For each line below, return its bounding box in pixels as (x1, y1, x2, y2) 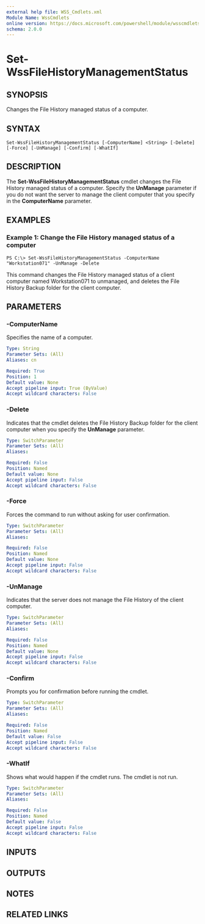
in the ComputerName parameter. (6, 197, 93, 205)
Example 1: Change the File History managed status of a (6, 233, 175, 242)
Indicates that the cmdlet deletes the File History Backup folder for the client (6, 419, 198, 427)
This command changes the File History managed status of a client (6, 271, 175, 278)
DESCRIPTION (6, 161, 61, 172)
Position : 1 (6, 373, 37, 380)
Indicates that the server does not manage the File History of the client (6, 596, 184, 604)
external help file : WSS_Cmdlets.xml (6, 9, 103, 15)
